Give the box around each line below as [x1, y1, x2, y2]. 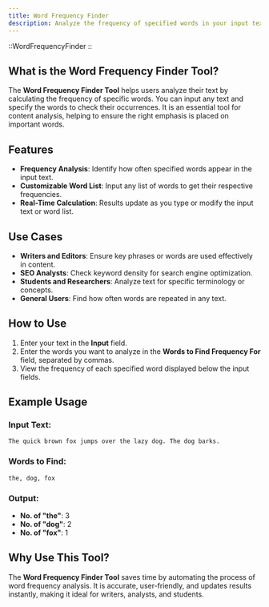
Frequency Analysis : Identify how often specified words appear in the [19, 164, 252, 174]
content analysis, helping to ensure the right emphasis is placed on [8, 111, 230, 121]
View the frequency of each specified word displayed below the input [19, 364, 250, 373]
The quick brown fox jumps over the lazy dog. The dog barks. [8, 437, 220, 445]
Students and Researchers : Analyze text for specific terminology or [19, 276, 245, 286]
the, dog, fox [8, 474, 56, 482]
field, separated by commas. [19, 355, 114, 364]
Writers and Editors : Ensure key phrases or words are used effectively [19, 251, 254, 260]
